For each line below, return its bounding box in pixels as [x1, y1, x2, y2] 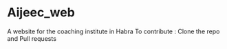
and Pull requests [7, 34, 57, 42]
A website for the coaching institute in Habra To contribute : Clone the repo [7, 27, 220, 35]
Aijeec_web [7, 5, 76, 20]
